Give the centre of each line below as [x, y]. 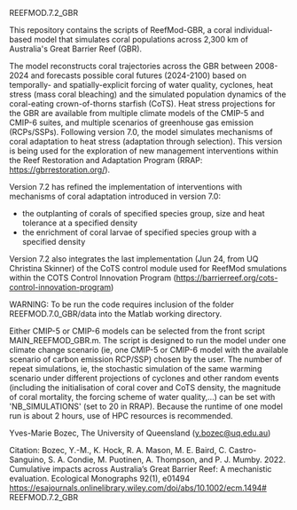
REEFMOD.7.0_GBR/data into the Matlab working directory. [116, 314]
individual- [253, 30]
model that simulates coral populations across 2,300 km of [141, 39]
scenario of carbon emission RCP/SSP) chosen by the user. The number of [146, 359]
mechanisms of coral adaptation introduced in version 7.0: [115, 196]
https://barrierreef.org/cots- [227, 278]
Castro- [243, 450]
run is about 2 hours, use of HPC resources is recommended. [121, 416]
